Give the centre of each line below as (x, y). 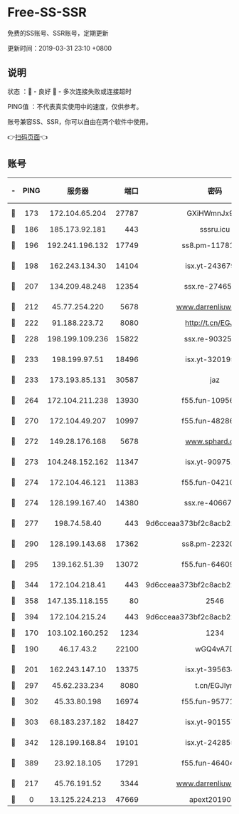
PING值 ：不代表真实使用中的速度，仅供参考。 (75, 106)
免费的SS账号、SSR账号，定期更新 (58, 33)
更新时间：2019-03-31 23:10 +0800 (60, 48)
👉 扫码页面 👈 (28, 137)
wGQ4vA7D (215, 649)
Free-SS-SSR (47, 12)
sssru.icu (215, 229)
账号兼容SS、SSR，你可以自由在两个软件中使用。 (80, 121)
